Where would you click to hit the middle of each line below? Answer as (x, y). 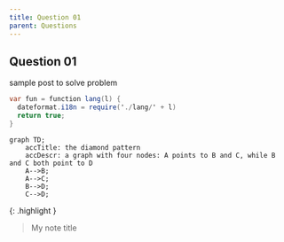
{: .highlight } (33, 210)
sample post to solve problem (63, 83)
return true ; (41, 116)
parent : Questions (43, 26)
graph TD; (28, 140)
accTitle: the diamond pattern (83, 147)
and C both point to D (51, 163)
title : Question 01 (45, 17)
